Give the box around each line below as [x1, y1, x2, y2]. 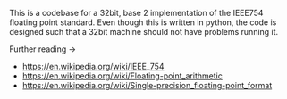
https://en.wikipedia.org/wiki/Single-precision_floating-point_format [21, 80, 273, 90]
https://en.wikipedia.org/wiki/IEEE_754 [21, 62, 165, 71]
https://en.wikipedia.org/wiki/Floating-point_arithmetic [21, 70, 224, 81]
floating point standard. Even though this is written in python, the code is [9, 17, 277, 28]
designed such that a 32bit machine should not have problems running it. [9, 27, 279, 37]
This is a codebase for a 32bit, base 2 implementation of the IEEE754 [9, 8, 264, 18]
